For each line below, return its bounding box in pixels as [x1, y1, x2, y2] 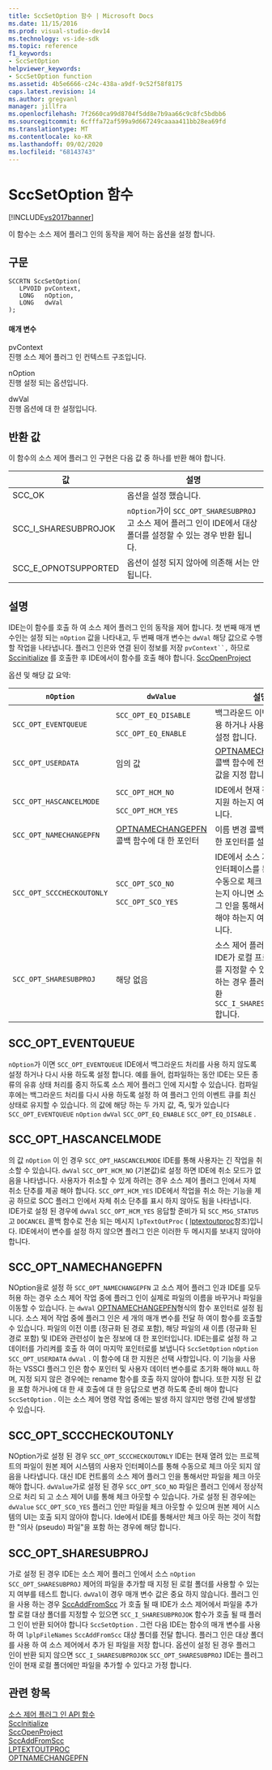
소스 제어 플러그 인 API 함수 [8, 1709, 96, 1719]
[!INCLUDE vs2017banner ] [8, 213, 95, 222]
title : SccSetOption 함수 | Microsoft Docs [8, 11, 154, 20]
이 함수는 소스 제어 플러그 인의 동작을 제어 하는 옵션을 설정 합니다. [8, 229, 215, 240]
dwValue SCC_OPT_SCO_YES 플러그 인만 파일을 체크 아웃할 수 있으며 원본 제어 [8, 1502, 245, 1512]
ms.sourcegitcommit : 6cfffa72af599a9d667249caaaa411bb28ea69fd [8, 118, 227, 126]
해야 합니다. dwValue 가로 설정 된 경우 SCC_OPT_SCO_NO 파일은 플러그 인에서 [8, 1482, 242, 1492]
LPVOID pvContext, [19, 285, 82, 293]
